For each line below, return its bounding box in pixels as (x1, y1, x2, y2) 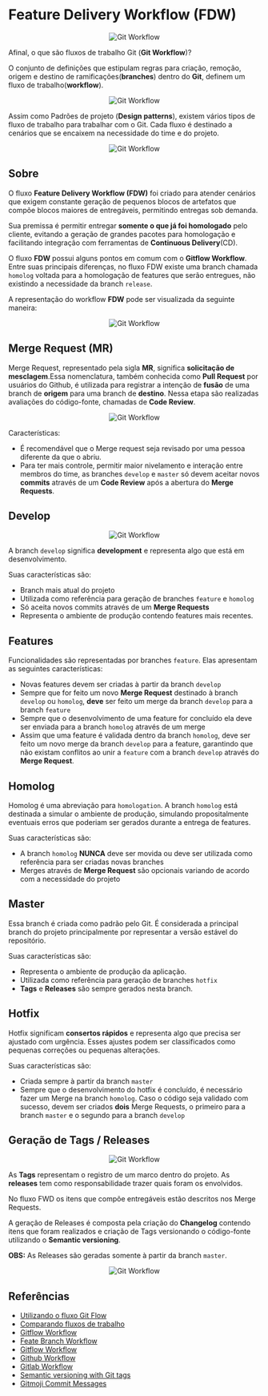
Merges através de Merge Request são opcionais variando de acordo (19, 866, 250, 875)
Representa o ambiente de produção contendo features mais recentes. (19, 611, 254, 621)
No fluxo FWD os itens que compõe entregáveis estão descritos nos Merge (8, 1194, 256, 1204)
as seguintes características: (8, 664, 103, 674)
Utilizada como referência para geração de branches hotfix (19, 975, 218, 984)
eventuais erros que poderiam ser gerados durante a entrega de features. (8, 818, 251, 827)
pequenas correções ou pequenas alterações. (8, 1045, 161, 1055)
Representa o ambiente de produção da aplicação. (19, 967, 187, 976)
